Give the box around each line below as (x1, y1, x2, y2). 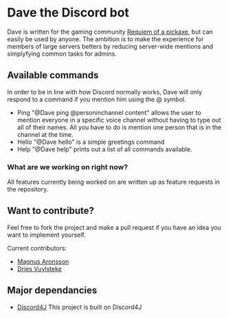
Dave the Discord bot (7, 5, 129, 21)
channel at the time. (16, 130, 73, 138)
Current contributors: (7, 244, 67, 252)
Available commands (7, 70, 99, 81)
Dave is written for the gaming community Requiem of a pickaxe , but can (7, 28, 214, 36)
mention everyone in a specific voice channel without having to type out (16, 116, 221, 124)
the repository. (7, 185, 49, 193)
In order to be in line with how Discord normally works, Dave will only (7, 87, 203, 96)
